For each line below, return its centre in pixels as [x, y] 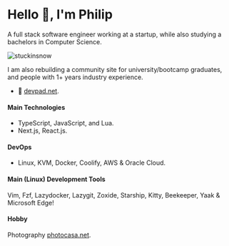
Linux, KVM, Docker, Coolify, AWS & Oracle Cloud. [92, 163]
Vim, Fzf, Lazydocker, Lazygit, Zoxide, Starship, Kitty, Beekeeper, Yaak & [114, 195]
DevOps [20, 147]
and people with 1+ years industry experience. [76, 77]
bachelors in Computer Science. [55, 41]
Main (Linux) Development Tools [56, 179]
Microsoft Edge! [31, 203]
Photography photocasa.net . [49, 235]
